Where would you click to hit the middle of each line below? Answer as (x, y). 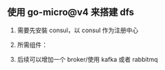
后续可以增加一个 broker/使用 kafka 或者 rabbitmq (87, 59)
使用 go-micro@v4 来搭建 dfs (71, 12)
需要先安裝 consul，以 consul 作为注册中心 (78, 30)
